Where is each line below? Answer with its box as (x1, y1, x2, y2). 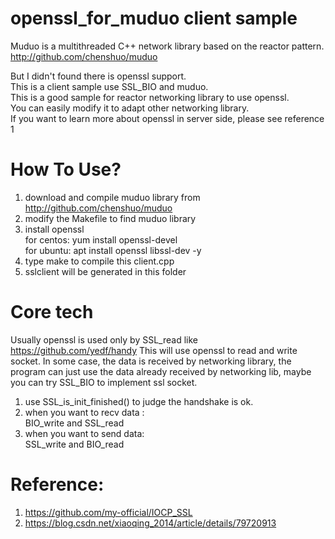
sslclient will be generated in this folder (24, 265, 187, 277)
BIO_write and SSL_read (24, 417, 125, 429)
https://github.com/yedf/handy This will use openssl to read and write (10, 344, 298, 356)
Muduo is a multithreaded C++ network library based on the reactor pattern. (10, 40, 325, 52)
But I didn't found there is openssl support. (10, 70, 187, 82)
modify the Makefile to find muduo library (24, 212, 197, 224)
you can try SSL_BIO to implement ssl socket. (10, 376, 198, 388)
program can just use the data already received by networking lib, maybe (10, 365, 312, 377)
